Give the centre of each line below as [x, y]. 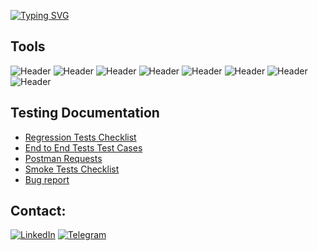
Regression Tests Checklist [80, 137]
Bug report [47, 179]
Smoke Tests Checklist [72, 169]
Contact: [38, 211]
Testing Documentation [85, 113]
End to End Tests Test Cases [83, 147]
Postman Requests [63, 158]
